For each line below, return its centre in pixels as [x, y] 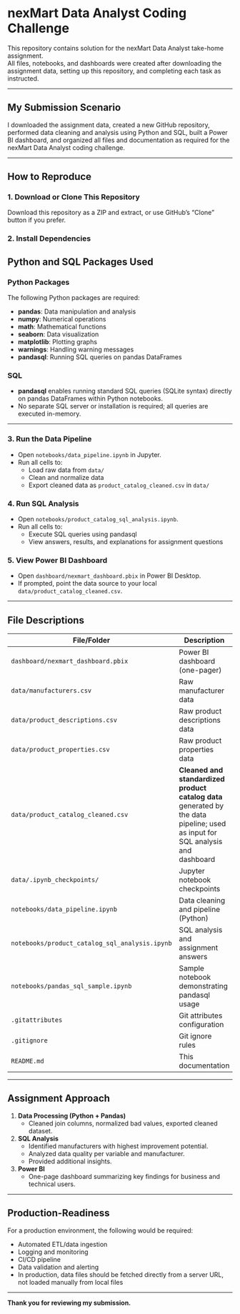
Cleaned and [201, 771]
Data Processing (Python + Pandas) [72, 1115]
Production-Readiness [59, 1213]
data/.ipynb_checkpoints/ [55, 880]
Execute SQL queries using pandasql [82, 534]
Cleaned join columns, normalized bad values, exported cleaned [123, 1123]
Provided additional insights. [70, 1161]
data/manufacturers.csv [51, 691]
